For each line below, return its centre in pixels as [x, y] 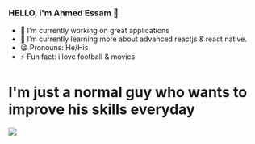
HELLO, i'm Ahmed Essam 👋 [64, 13]
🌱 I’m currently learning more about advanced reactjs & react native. [134, 39]
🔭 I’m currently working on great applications [94, 31]
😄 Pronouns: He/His [54, 48]
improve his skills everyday [102, 110]
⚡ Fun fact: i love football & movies [77, 57]
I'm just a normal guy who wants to [128, 93]
